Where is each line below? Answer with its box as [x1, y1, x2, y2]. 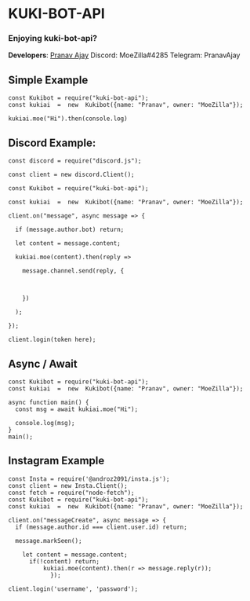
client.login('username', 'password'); [8, 585, 139, 593]
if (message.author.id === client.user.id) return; [15, 523, 188, 531]
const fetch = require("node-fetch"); [8, 489, 135, 497]
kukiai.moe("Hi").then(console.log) [8, 115, 128, 123]
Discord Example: [8, 136, 96, 149]
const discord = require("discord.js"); [8, 157, 143, 165]
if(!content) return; [28, 557, 100, 566]
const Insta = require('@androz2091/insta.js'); [8, 475, 170, 483]
